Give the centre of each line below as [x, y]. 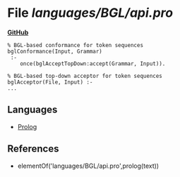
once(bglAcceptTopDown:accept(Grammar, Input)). [93, 64]
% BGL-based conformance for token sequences [75, 45]
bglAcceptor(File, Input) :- [50, 82]
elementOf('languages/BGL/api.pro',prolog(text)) [88, 166]
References [33, 149]
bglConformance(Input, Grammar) [55, 51]
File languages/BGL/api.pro [90, 13]
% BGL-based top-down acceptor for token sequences [85, 76]
